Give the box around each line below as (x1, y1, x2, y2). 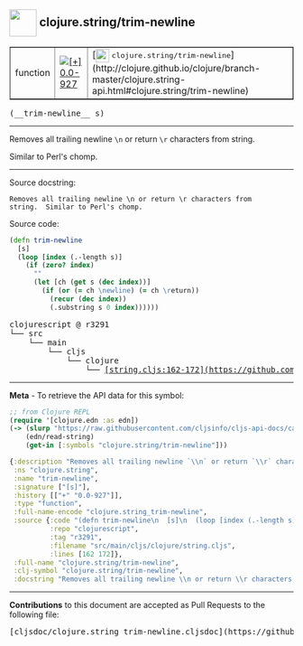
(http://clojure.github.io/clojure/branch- (91, 61, 262, 74)
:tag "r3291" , (49, 532, 103, 542)
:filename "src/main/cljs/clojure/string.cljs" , (49, 541, 236, 550)
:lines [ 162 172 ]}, (49, 549, 124, 558)
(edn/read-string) (25, 433, 95, 442)
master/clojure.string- (91, 73, 187, 86)
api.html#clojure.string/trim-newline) (91, 84, 250, 97)
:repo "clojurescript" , (49, 525, 140, 534)
